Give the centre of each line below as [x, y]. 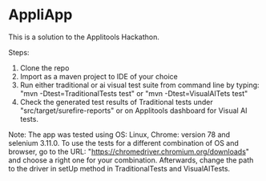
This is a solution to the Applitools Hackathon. [84, 37]
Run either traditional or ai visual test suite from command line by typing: [139, 85]
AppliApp [40, 15]
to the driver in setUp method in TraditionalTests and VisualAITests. [119, 168]
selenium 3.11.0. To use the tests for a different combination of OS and [123, 143]
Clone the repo [44, 68]
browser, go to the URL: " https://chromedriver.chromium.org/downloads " [129, 151]
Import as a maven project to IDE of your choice [99, 76]
